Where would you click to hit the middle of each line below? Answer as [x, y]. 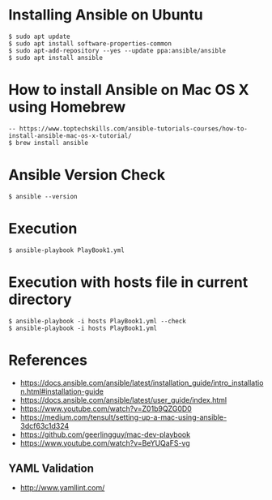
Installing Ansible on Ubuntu [106, 15]
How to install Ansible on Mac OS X [129, 90]
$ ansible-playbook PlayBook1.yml [67, 250]
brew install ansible [52, 143]
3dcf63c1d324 [45, 425]
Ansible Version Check [87, 175]
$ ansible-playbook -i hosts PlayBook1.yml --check [97, 321]
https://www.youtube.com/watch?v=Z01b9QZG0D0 [106, 408]
